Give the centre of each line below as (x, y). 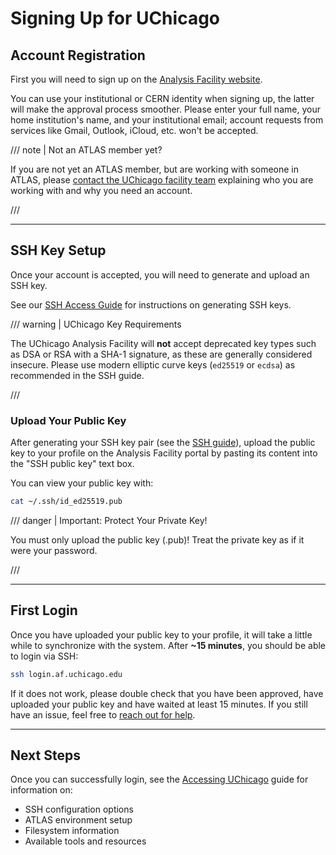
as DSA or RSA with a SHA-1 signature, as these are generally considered (161, 354)
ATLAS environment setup (78, 820)
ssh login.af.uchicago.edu (66, 674)
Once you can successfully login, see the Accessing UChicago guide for (159, 779)
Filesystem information (72, 831)
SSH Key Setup (58, 250)
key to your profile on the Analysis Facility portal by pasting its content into (164, 453)
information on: (41, 790)
